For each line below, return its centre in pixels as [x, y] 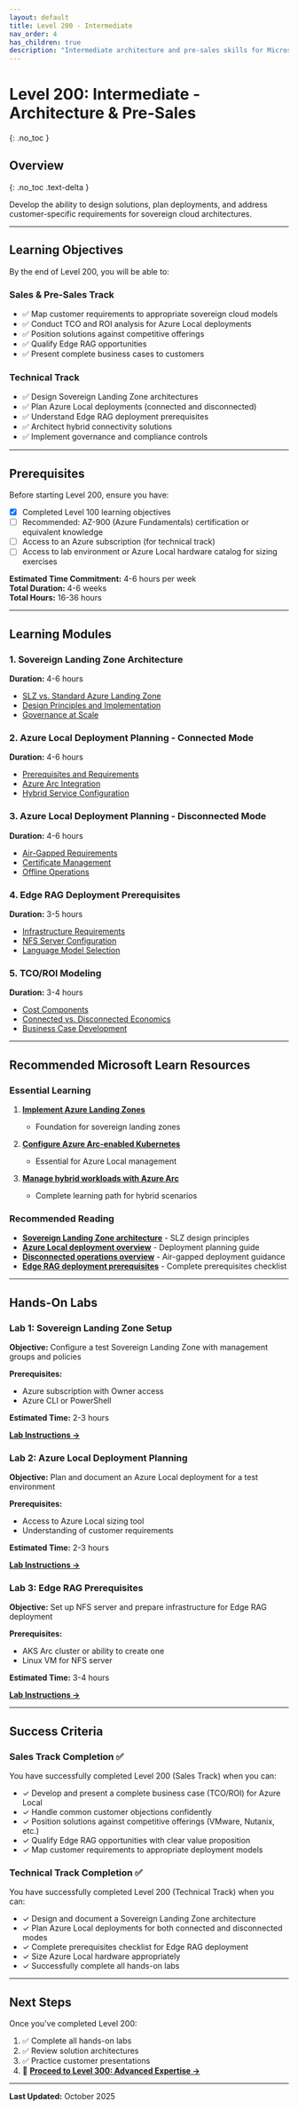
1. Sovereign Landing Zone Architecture [96, 659]
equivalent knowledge [63, 532]
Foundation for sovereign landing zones [108, 1127]
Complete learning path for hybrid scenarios [116, 1195]
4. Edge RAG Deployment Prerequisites [95, 895]
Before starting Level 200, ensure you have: [89, 495]
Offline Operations [56, 872]
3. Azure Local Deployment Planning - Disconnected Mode [138, 816]
